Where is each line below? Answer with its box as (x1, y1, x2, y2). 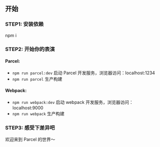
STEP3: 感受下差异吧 (5, 124, 55, 131)
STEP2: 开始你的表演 (5, 46, 55, 52)
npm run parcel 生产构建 (12, 76, 62, 82)
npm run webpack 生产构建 (12, 111, 65, 117)
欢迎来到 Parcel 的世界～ (5, 137, 55, 143)
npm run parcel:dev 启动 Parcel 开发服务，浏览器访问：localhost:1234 (12, 70, 155, 76)
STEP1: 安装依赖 (5, 21, 44, 28)
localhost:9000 (12, 105, 44, 111)
